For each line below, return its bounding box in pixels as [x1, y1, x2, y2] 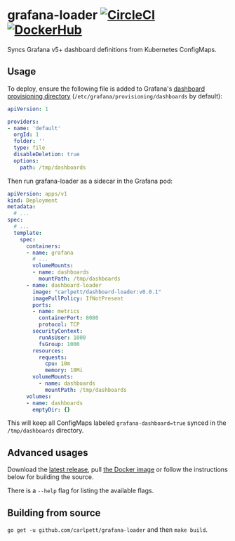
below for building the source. [7, 473, 94, 481]
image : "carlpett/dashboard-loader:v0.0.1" [32, 288, 161, 295]
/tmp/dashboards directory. [7, 426, 84, 435]
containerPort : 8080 [38, 314, 99, 322]
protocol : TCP [38, 321, 80, 329]
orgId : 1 [13, 131, 39, 139]
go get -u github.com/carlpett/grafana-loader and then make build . [7, 526, 208, 534]
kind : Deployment [7, 197, 58, 204]
